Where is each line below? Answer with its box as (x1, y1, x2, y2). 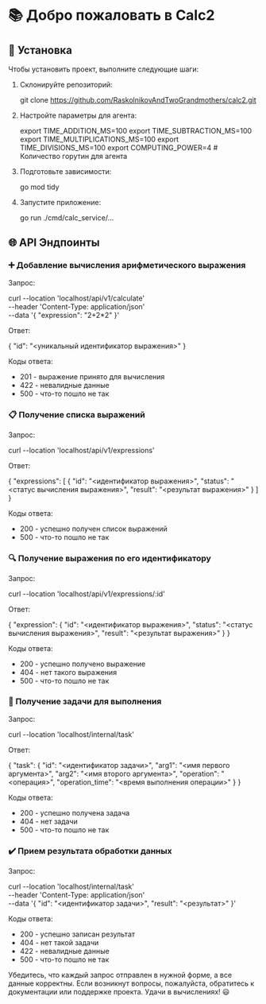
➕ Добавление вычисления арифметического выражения (8, 260, 246, 271)
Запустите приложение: (19, 198, 102, 207)
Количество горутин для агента (19, 152, 128, 161)
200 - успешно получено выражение (19, 659, 146, 669)
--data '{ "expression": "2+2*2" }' (8, 310, 120, 320)
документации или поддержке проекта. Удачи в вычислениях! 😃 (8, 987, 230, 996)
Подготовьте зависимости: (19, 167, 112, 176)
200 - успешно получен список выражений (19, 524, 168, 533)
